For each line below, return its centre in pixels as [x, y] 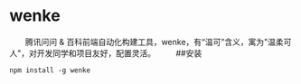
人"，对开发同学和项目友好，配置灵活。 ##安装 [106, 53]
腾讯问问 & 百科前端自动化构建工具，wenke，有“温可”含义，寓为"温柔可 [158, 42]
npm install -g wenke [50, 70]
